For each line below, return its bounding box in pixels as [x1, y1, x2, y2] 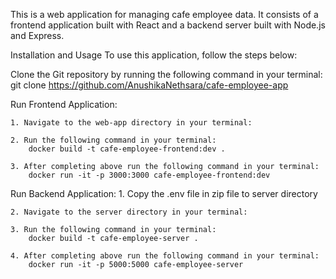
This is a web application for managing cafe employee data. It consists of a [10, 9, 319, 20]
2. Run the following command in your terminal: [10, 135, 217, 145]
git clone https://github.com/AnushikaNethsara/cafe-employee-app [10, 79, 289, 91]
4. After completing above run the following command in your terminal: [10, 251, 320, 261]
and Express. [10, 30, 65, 41]
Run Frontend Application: [10, 99, 118, 110]
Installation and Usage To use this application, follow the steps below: [10, 49, 298, 61]
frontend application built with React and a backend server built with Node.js [10, 19, 326, 31]
